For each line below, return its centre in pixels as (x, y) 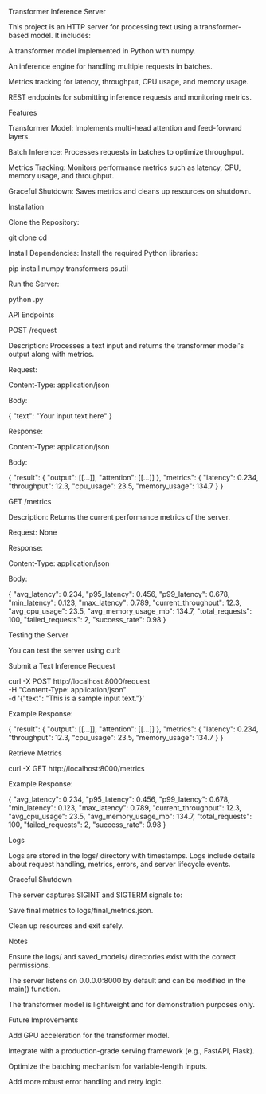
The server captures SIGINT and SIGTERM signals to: (96, 895)
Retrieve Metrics (35, 753)
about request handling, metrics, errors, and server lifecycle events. (119, 864)
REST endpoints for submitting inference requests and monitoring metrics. (130, 97)
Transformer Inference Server (57, 12)
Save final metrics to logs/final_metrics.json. (81, 910)
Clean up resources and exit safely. (66, 926)
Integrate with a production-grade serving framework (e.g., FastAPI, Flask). (131, 1051)
